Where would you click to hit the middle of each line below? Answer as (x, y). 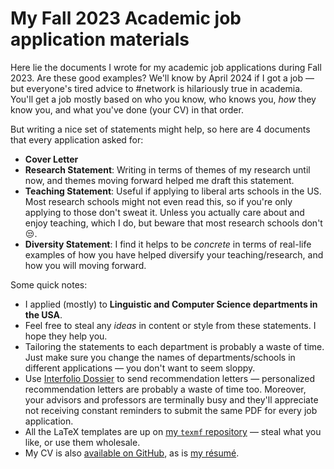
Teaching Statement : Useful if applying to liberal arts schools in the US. (173, 191)
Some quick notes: (49, 284)
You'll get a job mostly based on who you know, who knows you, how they (163, 99)
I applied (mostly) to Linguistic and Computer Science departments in (171, 304)
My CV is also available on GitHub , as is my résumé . (132, 453)
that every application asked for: (77, 139)
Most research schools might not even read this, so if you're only (158, 201)
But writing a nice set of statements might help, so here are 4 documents (160, 129)
